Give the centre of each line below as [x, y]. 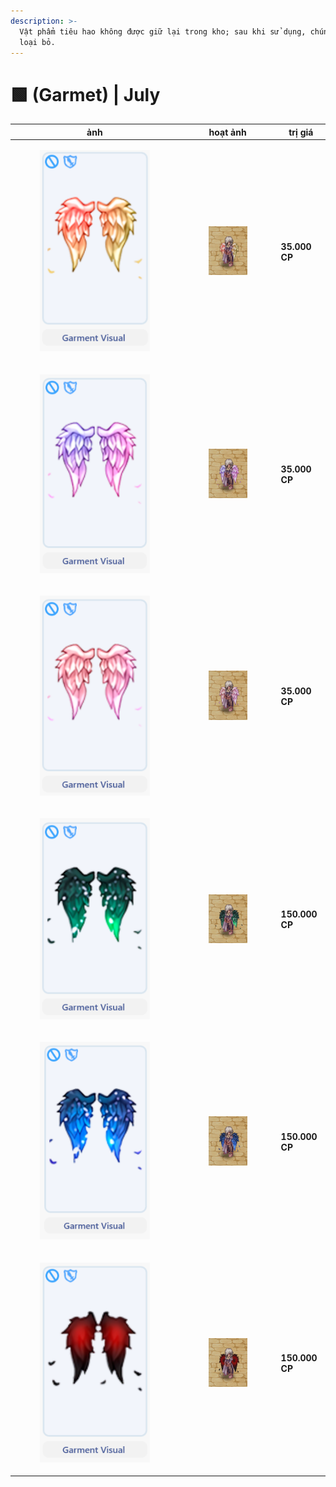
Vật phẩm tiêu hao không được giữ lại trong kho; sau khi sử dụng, [163, 31]
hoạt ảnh [227, 132]
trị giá [301, 132]
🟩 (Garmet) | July [85, 94]
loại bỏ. [37, 42]
